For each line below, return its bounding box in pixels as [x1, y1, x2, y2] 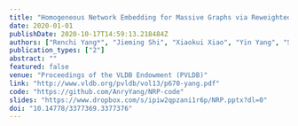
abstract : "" [9, 54, 58, 63]
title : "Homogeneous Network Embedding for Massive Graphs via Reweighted [9, 12, 292, 22]
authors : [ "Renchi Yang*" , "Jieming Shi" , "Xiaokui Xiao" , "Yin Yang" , [9, 37, 279, 47]
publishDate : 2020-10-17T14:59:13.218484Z [9, 29, 169, 38]
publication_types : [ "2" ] [9, 46, 105, 55]
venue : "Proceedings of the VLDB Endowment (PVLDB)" [9, 71, 208, 80]
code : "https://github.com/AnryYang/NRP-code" [9, 87, 184, 96]
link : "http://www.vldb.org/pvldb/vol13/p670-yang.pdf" [9, 79, 220, 88]
